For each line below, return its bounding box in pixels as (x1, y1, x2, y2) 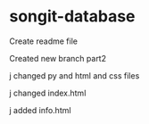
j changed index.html (9, 87, 87, 98)
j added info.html (9, 104, 71, 115)
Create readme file (9, 36, 79, 46)
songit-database (9, 6, 136, 27)
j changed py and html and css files (9, 70, 140, 81)
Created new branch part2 (9, 53, 107, 63)
